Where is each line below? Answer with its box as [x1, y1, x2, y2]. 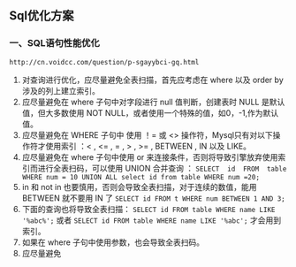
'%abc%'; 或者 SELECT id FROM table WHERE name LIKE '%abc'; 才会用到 [21, 215, 281, 225]
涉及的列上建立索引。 [21, 85, 100, 95]
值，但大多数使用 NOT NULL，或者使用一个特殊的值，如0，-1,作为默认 [21, 107, 279, 118]
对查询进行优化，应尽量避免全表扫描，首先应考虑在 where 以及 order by [21, 74, 285, 85]
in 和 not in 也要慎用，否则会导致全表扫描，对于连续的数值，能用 [21, 181, 258, 192]
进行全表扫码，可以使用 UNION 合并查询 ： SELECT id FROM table [37, 163, 287, 173]
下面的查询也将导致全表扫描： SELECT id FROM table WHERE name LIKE [21, 203, 276, 214]
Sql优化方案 [9, 8, 74, 24]
